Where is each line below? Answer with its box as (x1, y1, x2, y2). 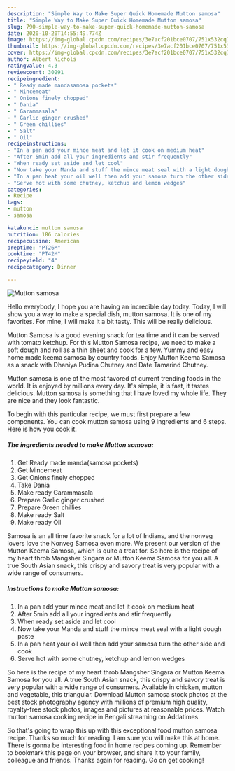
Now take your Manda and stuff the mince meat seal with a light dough (17, 624, 222, 633)
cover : (7, 50, 27, 57)
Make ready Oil (17, 518, 62, 526)
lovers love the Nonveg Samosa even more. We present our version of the (7, 539, 220, 547)
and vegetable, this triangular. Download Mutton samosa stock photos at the (7, 690, 227, 698)
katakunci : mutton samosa (7, 225, 83, 232)
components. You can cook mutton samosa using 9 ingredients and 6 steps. (7, 417, 227, 425)
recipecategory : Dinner (7, 264, 77, 271)
